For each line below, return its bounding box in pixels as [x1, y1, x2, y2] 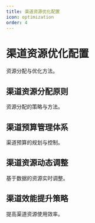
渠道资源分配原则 [6, 86, 68, 96]
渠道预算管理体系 [6, 122, 68, 132]
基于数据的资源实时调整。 [6, 175, 68, 182]
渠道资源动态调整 [6, 158, 68, 168]
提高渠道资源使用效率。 [6, 210, 63, 217]
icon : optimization [6, 14, 54, 20]
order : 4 [6, 19, 28, 25]
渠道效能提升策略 [6, 194, 68, 204]
